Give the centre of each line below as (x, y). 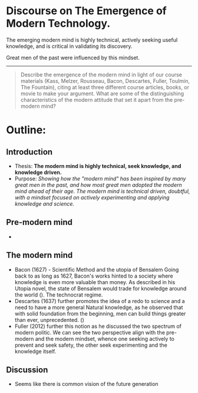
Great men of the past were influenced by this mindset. (73, 57)
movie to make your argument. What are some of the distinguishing (102, 94)
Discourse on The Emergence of (86, 11)
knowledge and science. (44, 204)
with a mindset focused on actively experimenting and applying (92, 197)
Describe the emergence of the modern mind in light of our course (101, 75)
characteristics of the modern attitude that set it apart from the (97, 99)
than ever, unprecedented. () (49, 320)
